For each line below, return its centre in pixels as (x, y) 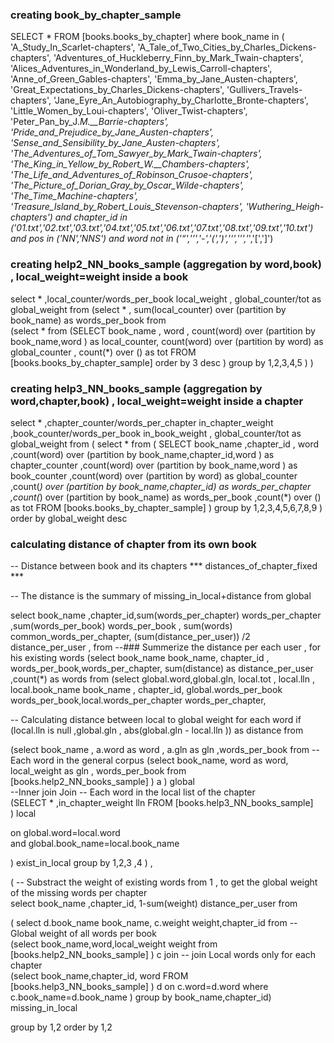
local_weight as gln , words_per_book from (98, 771)
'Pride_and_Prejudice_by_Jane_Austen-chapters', (112, 132)
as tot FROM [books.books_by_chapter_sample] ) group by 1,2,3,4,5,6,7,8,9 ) (166, 507)
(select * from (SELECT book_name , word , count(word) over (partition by (163, 330)
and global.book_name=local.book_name (95, 844)
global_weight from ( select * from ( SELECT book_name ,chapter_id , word (165, 444)
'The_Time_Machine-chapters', (74, 196)
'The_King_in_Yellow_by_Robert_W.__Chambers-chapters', (130, 164)
